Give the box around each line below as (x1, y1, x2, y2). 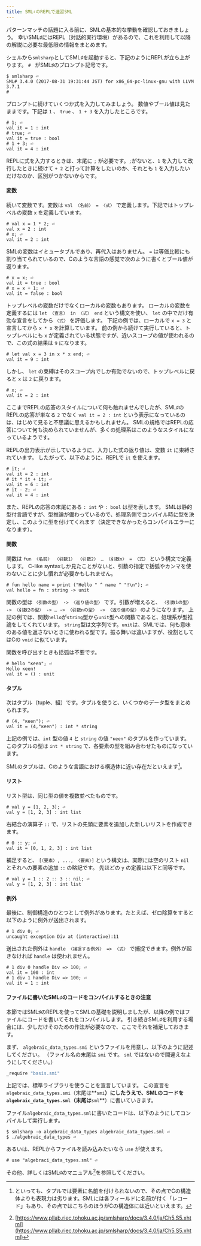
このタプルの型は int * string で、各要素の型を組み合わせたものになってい (6, 743, 193, 750)
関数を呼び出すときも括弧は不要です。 (6, 648, 100, 656)
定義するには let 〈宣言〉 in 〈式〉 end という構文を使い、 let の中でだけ (6, 309, 188, 316)
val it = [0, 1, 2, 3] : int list (6, 846, 93, 852)
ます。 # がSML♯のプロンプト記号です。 (11, 61, 111, 68)
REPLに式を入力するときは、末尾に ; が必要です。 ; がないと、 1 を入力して (6, 157, 188, 164)
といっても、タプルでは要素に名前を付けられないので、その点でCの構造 (14, 1187, 191, 1194)
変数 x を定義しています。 (22, 209, 85, 216)
